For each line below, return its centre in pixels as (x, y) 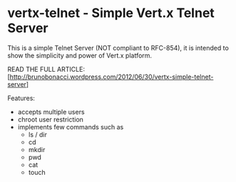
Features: (21, 98)
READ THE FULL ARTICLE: (46, 69)
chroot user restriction (51, 119)
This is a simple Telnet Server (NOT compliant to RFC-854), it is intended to (118, 48)
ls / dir (38, 134)
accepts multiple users (51, 112)
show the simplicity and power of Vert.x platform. (79, 55)
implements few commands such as (71, 127)
